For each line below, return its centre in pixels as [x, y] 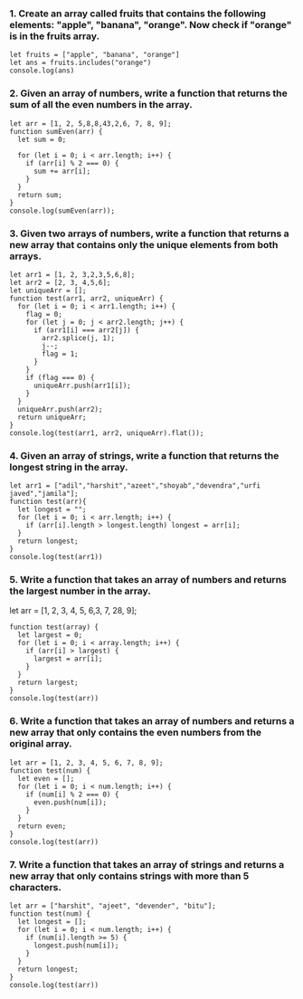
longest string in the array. [69, 467]
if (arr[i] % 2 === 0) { [72, 163]
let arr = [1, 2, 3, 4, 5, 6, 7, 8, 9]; [87, 763]
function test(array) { [54, 627]
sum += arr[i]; [62, 171]
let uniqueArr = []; [48, 290]
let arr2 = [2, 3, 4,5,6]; [60, 282]
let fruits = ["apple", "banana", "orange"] [95, 55]
